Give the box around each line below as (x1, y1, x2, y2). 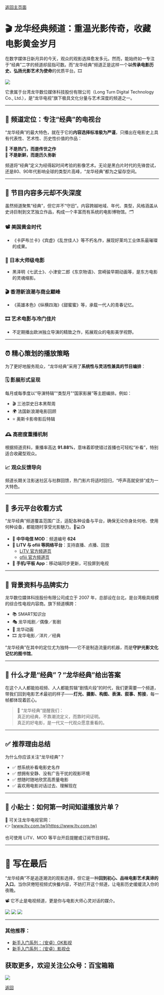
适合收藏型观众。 (5, 451, 40, 457)
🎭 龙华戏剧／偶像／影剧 (12, 619, 61, 625)
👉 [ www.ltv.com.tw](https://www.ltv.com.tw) (5, 823, 98, 829)
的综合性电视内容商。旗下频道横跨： (5, 601, 78, 607)
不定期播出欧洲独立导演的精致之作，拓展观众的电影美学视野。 (12, 329, 137, 335)
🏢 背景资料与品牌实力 (5, 580, 69, 589)
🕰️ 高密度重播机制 (5, 431, 48, 438)
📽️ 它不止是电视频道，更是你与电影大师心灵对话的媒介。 (5, 898, 118, 904)
